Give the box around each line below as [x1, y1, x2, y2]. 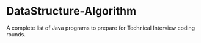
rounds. [6, 30, 26, 38]
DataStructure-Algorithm [6, 4, 137, 18]
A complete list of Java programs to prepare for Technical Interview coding [6, 24, 196, 31]
